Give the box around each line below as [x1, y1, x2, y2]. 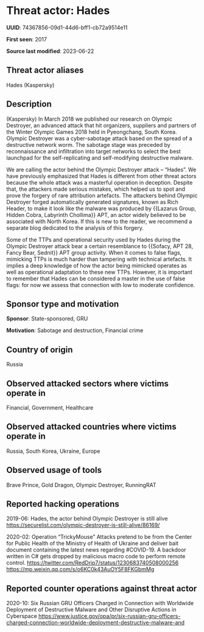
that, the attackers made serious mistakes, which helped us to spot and [6, 185, 186, 193]
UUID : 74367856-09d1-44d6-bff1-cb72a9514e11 [6, 24, 128, 31]
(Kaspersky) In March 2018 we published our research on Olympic [6, 115, 172, 122]
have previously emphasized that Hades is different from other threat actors [6, 172, 197, 180]
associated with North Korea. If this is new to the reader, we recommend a [6, 218, 192, 225]
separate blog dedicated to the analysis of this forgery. [6, 224, 144, 232]
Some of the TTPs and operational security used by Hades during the [6, 236, 181, 243]
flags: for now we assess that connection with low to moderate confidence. [6, 281, 195, 288]
